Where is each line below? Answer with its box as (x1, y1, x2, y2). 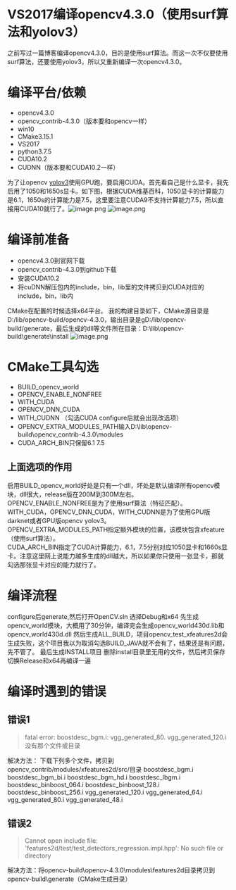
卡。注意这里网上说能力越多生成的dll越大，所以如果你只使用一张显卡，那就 (7, 551, 224, 560)
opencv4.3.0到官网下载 (17, 256, 85, 265)
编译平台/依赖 (7, 85, 87, 101)
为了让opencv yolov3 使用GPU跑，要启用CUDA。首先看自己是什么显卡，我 (7, 177, 223, 187)
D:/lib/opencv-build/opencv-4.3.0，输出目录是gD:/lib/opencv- (7, 315, 187, 324)
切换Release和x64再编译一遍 (7, 656, 92, 665)
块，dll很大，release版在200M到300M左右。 (7, 490, 138, 499)
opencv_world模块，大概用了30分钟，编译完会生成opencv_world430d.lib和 (7, 621, 225, 629)
